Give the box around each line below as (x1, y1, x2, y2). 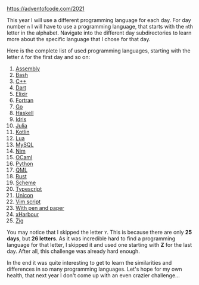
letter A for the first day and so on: (7, 54, 91, 60)
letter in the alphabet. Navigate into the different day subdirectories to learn (7, 29, 192, 36)
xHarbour (15, 211, 39, 218)
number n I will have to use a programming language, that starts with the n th (7, 23, 193, 30)
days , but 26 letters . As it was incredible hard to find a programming (7, 235, 176, 242)
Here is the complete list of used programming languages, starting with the (7, 47, 191, 54)
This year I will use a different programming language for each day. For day (7, 17, 191, 23)
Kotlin (15, 128, 30, 135)
